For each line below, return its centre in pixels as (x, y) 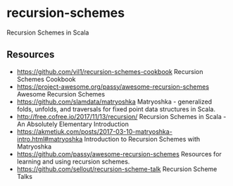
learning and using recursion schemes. (73, 161)
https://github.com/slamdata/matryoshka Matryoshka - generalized (114, 101)
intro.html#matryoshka (50, 139)
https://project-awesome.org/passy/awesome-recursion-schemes (113, 87)
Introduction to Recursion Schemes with (142, 139)
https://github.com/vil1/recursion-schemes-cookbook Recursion (110, 71)
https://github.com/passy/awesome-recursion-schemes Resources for (119, 154)
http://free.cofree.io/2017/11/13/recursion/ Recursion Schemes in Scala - (121, 116)
